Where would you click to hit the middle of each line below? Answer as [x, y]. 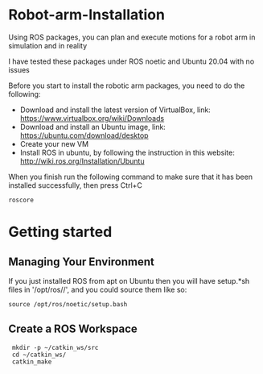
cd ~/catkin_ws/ [39, 355]
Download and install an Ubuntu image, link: [93, 127]
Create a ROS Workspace [73, 329]
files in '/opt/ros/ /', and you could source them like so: [98, 289]
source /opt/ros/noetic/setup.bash [68, 304]
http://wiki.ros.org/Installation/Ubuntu [82, 161]
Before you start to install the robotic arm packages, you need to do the [127, 85]
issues [19, 69]
